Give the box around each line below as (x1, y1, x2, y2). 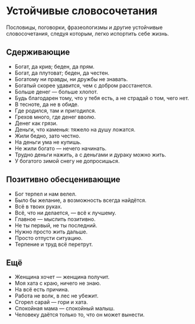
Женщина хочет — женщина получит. (14, 274, 110, 281)
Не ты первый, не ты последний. (14, 222, 97, 229)
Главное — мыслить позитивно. (14, 215, 96, 223)
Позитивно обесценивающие (6, 175, 121, 185)
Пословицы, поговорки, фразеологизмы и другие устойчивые (6, 24, 163, 31)
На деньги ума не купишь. (14, 138, 82, 146)
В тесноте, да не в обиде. (14, 101, 79, 108)
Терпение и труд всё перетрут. (14, 240, 93, 248)
